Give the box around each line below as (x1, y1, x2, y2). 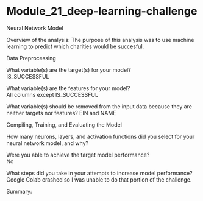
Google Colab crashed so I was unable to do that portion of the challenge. (6, 175, 192, 183)
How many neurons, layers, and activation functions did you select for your (6, 133, 195, 140)
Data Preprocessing (6, 54, 56, 62)
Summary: (6, 188, 32, 195)
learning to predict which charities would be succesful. (6, 43, 144, 50)
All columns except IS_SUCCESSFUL (6, 91, 99, 98)
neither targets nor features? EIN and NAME (6, 109, 117, 116)
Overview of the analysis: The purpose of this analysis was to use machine (6, 36, 194, 43)
